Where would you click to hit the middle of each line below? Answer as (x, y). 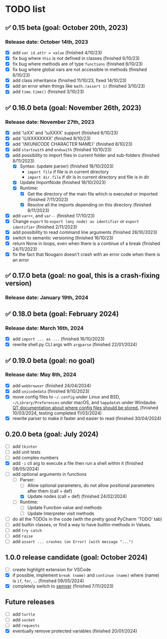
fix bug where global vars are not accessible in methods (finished (80, 70)
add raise (23, 536)
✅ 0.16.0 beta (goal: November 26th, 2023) (73, 107)
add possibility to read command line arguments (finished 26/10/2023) (85, 232)
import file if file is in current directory (68, 172)
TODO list (25, 9)
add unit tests (26, 452)
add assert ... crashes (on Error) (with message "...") (73, 541)
